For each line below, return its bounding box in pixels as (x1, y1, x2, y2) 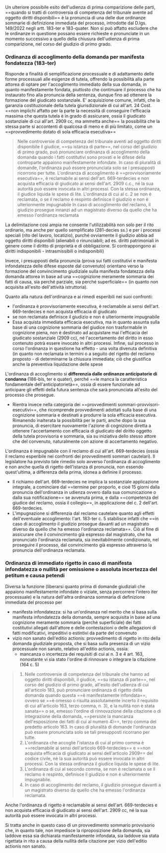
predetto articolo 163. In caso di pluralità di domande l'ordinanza (24, 724, 156, 730)
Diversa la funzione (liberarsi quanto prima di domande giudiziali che (5, 583, 145, 589)
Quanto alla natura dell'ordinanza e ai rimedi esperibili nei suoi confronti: (5, 294, 153, 300)
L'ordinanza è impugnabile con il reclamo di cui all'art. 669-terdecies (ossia (5, 448, 159, 454)
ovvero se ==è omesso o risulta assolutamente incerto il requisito (24, 697, 159, 703)
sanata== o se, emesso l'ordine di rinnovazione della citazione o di (24, 708, 161, 714)
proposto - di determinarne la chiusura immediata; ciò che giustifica (12, 356, 151, 362)
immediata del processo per (5, 599, 62, 605)
